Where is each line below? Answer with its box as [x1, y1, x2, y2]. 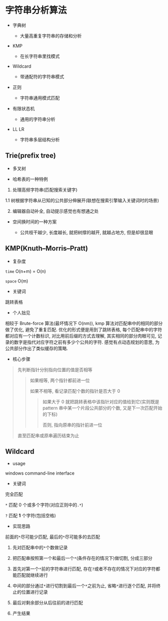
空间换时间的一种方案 [12, 219, 57, 225]
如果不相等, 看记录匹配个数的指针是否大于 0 [30, 388, 120, 394]
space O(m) [5, 278, 29, 284]
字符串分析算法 [5, 5, 67, 16]
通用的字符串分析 [20, 116, 56, 122]
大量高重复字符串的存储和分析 [20, 33, 82, 39]
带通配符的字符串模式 [20, 73, 64, 79]
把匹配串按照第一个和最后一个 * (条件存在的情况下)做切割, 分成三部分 [12, 555, 153, 561]
